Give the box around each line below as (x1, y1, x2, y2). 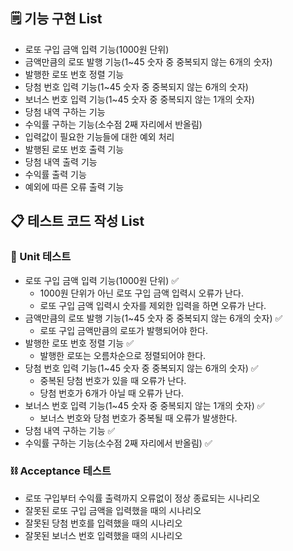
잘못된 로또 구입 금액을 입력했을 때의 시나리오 (24, 504, 202, 516)
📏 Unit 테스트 (10, 250, 72, 264)
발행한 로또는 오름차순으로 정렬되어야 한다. (39, 349, 207, 361)
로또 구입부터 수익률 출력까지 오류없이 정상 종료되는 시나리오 (24, 492, 261, 504)
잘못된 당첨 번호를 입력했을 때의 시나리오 (24, 517, 183, 529)
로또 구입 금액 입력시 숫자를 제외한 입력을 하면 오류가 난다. (39, 299, 267, 311)
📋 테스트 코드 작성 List (10, 213, 145, 230)
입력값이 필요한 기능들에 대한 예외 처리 (24, 130, 175, 143)
